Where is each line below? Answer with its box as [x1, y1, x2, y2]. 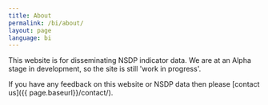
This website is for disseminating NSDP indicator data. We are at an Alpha [8, 56, 252, 65]
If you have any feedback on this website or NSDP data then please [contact [8, 80, 260, 89]
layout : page [8, 26, 52, 34]
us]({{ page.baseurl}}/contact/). [8, 88, 114, 98]
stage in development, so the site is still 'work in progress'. [8, 64, 202, 74]
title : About [8, 11, 52, 20]
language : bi [8, 33, 52, 42]
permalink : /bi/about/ [8, 19, 84, 27]
